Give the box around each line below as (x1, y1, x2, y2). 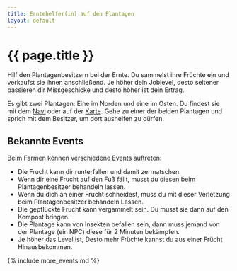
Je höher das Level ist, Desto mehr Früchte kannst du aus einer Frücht (17, 235, 223, 244)
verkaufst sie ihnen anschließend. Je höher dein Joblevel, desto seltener (7, 79, 219, 87)
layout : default (7, 17, 55, 24)
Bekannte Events (7, 135, 83, 147)
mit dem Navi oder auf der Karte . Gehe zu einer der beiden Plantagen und (7, 107, 223, 115)
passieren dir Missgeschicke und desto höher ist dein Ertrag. (7, 86, 185, 94)
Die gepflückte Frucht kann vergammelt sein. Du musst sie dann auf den (17, 205, 229, 214)
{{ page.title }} (7, 47, 95, 64)
